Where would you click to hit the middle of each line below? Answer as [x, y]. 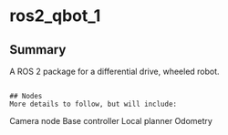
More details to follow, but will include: [93, 104]
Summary [38, 50]
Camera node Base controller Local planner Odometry [111, 121]
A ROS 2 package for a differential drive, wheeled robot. [115, 71]
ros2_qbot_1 [55, 16]
